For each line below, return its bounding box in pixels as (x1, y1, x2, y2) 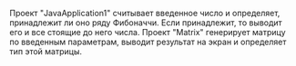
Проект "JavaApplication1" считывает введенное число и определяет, (9, 8, 281, 18)
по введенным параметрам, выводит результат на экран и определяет (9, 36, 287, 47)
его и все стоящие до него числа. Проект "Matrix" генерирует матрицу (9, 27, 286, 37)
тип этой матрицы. (9, 46, 83, 57)
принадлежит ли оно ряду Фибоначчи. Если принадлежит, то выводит (9, 17, 282, 28)
